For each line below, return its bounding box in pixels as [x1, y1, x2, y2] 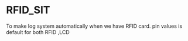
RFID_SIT [6, 3, 51, 17]
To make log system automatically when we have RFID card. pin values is [6, 23, 183, 29]
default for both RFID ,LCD [6, 28, 70, 35]
